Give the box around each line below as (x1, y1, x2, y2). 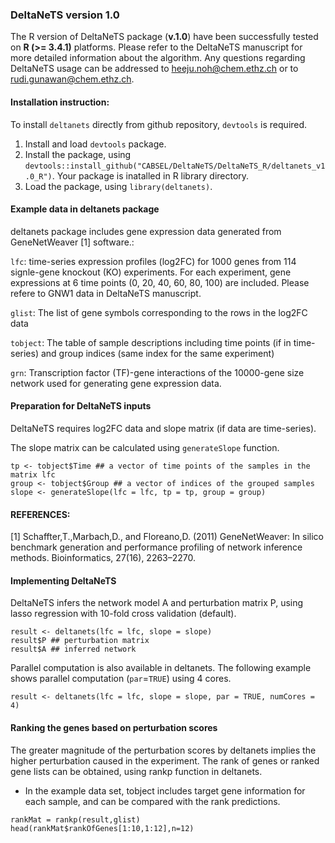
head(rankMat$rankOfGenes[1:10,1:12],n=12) (10, 823, 195, 833)
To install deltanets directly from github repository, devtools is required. (10, 118, 308, 130)
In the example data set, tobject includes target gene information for (24, 784, 306, 797)
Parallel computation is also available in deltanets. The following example (10, 662, 312, 674)
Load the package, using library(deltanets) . (24, 180, 213, 192)
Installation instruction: (10, 96, 110, 108)
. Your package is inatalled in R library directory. (51, 169, 250, 182)
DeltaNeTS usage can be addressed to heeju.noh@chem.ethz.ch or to (10, 63, 299, 75)
